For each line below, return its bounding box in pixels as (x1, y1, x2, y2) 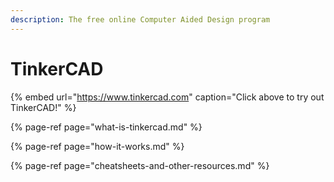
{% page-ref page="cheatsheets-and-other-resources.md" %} (10, 159, 270, 171)
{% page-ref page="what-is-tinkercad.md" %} (10, 121, 203, 133)
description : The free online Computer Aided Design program (10, 14, 271, 25)
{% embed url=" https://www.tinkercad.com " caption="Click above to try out (10, 91, 325, 103)
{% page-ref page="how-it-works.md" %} (10, 140, 185, 152)
